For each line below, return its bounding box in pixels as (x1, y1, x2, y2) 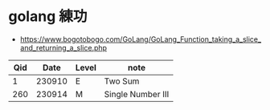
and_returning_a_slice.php (19, 43, 107, 52)
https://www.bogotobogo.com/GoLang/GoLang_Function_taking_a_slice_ (19, 34, 262, 44)
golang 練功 (8, 7, 88, 26)
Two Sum (104, 75, 140, 87)
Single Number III (104, 88, 170, 100)
